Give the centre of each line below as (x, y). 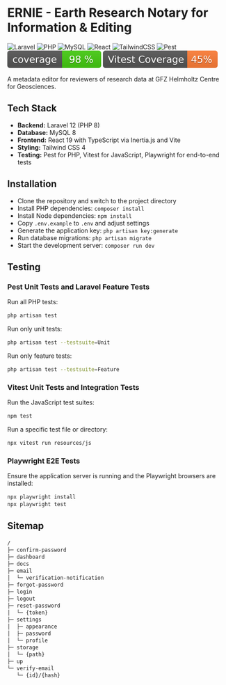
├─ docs (18, 564)
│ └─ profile (28, 640)
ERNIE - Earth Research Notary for (108, 13)
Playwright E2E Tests (44, 461)
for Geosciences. (32, 86)
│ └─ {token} (28, 613)
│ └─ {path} (26, 654)
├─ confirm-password (37, 550)
